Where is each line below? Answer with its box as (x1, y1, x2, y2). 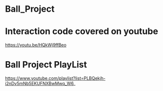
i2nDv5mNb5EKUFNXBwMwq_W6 (5, 81, 74, 87)
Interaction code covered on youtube (5, 26, 159, 37)
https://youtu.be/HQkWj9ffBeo (5, 42, 67, 48)
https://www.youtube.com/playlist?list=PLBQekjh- (5, 75, 106, 81)
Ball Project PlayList (5, 59, 87, 70)
